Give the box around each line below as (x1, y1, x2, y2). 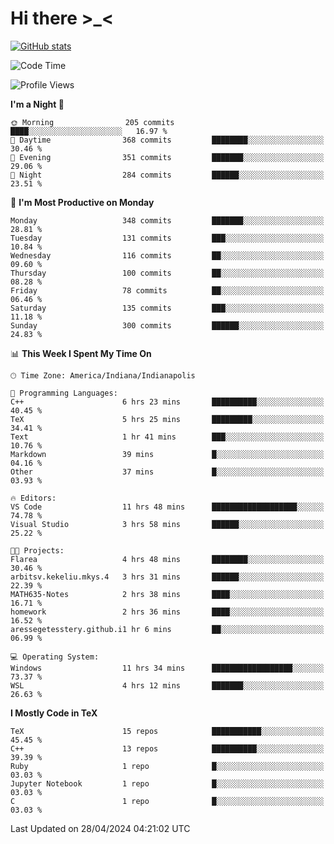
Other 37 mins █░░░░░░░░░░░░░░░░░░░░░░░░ (10, 467, 325, 477)
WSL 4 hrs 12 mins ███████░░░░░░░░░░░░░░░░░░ (10, 680, 325, 691)
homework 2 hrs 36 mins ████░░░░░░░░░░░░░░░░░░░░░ (10, 607, 325, 617)
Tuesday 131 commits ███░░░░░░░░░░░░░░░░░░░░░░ (10, 233, 325, 243)
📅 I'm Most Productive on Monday (10, 196, 155, 208)
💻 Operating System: (10, 652, 100, 662)
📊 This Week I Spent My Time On (10, 347, 152, 359)
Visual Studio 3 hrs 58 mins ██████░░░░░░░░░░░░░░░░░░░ (10, 519, 325, 529)
